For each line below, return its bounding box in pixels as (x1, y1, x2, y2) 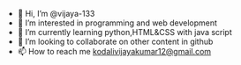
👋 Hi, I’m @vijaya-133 (17, 9, 95, 18)
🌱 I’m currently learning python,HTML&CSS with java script (17, 27, 232, 37)
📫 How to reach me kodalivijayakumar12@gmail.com (17, 47, 212, 56)
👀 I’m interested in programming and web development (17, 18, 218, 28)
